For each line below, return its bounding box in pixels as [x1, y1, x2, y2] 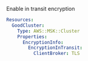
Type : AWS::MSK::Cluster [17, 28, 80, 34]
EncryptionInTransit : [28, 45, 83, 51]
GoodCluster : [12, 22, 45, 28]
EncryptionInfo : [22, 39, 64, 45]
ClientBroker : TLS [33, 51, 80, 57]
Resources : [6, 17, 34, 23]
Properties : [17, 33, 47, 40]
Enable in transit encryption [6, 5, 75, 12]
